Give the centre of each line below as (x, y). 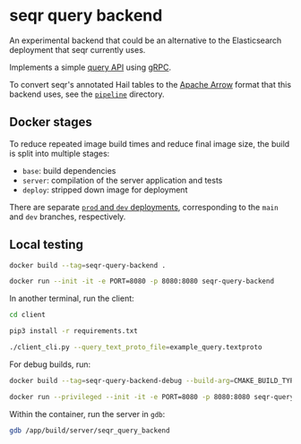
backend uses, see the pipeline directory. (87, 94)
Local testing (46, 245)
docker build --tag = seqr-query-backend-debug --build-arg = (122, 380)
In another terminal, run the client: (72, 299)
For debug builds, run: (50, 364)
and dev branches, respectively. (68, 217)
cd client (28, 315)
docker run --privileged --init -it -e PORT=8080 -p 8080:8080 (130, 397)
